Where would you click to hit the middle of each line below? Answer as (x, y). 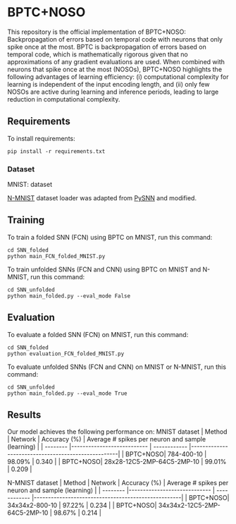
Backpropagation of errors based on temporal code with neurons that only (115, 39)
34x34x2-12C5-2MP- (189, 506)
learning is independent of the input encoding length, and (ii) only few (108, 84)
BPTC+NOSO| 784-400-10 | (166, 454)
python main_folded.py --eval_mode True (68, 393)
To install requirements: (41, 138)
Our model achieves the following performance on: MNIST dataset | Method (117, 432)
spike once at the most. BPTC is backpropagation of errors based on (107, 47)
